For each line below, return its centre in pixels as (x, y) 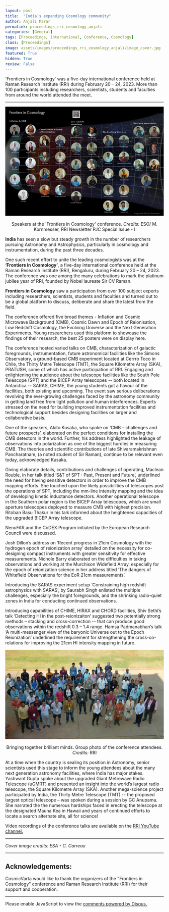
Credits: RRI (84, 753)
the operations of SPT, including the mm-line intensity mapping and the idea (84, 491)
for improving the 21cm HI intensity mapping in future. (80, 643)
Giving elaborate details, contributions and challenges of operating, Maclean (84, 469)
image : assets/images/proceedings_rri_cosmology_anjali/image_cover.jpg (83, 48)
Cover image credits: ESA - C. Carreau (45, 846)
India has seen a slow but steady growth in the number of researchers (78, 239)
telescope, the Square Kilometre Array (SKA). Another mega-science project (84, 789)
